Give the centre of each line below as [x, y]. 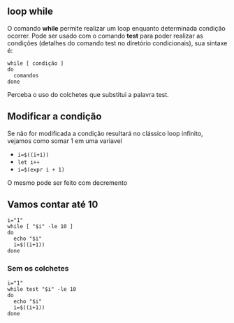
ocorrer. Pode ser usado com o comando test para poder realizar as [105, 36]
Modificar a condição [54, 117]
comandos [26, 75]
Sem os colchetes [38, 269]
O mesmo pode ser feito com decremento [67, 182]
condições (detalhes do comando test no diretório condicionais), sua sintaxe [117, 43]
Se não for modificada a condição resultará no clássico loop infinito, [105, 133]
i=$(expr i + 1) [41, 170]
